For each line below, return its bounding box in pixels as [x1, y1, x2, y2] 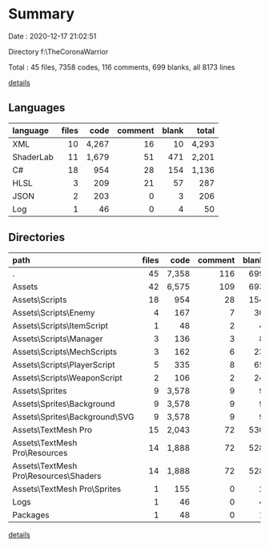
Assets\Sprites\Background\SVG [12, 411, 134, 422]
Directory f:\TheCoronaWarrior [8, 46, 109, 56]
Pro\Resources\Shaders [12, 470, 102, 481]
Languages [8, 101, 66, 115]
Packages [12, 509, 50, 521]
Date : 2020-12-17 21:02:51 [8, 31, 97, 41]
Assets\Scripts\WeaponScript [12, 372, 122, 383]
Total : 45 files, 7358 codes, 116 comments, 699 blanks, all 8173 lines [8, 62, 235, 72]
